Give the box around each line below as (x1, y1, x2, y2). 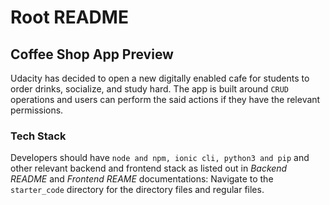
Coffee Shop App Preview (10, 46, 174, 63)
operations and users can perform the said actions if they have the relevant (10, 94, 321, 105)
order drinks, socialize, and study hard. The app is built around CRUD (10, 83, 290, 95)
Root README (10, 6, 129, 29)
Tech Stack (10, 129, 67, 143)
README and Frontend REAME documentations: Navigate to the (10, 173, 274, 185)
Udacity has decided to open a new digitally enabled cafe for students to (10, 72, 310, 84)
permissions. (10, 104, 64, 116)
